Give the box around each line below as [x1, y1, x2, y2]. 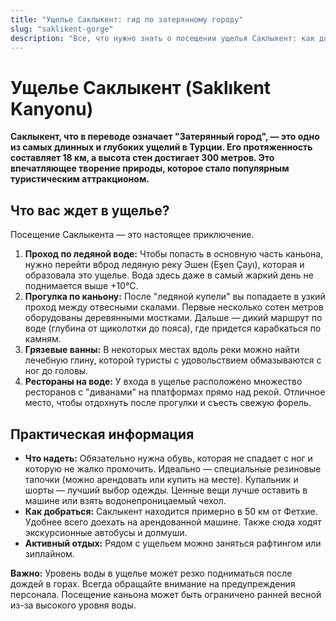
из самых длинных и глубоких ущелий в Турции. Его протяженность [10, 141, 313, 153]
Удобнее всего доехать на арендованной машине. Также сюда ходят [24, 516, 322, 528]
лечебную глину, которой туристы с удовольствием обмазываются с [24, 354, 322, 366]
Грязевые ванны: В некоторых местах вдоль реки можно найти [24, 344, 300, 356]
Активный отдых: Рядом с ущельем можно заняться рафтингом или [24, 537, 322, 549]
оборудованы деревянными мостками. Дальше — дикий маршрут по [24, 312, 323, 324]
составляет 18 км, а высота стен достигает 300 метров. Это [10, 152, 275, 164]
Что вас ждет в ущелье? [10, 202, 170, 219]
